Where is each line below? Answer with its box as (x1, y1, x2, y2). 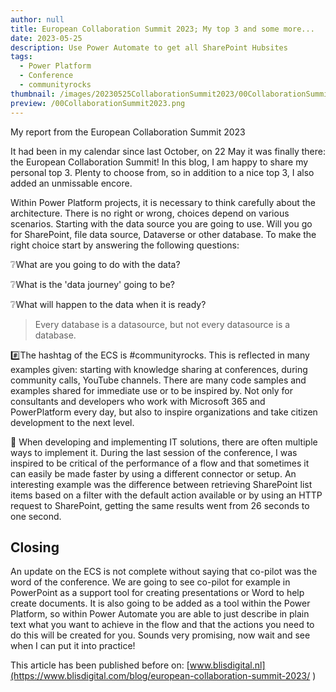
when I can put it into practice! (10, 640, 136, 652)
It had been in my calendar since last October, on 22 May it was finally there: (10, 145, 327, 157)
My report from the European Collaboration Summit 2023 (10, 126, 246, 138)
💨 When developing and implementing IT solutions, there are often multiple (10, 436, 318, 448)
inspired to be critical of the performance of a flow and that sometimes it (10, 457, 310, 469)
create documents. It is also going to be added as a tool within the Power (10, 597, 311, 610)
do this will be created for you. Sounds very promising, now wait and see (10, 629, 311, 641)
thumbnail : (10, 89, 56, 99)
